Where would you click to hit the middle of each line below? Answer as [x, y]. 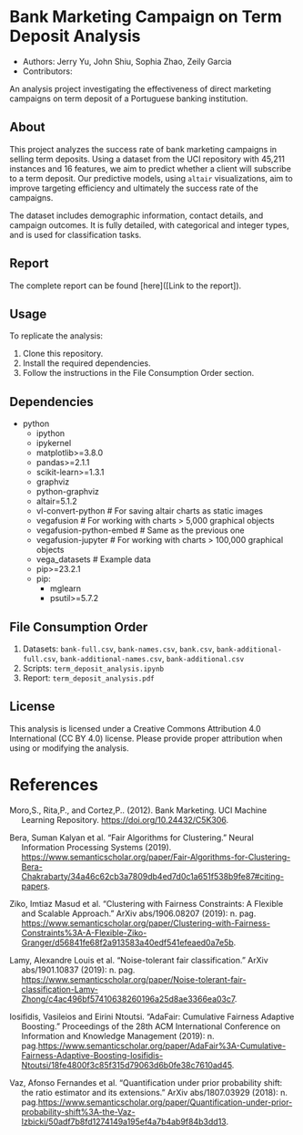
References [54, 785]
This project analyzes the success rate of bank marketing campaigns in [143, 149]
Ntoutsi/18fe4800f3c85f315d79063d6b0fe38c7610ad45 [126, 1065]
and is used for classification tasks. [76, 234]
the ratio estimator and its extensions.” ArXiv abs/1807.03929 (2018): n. [155, 1092]
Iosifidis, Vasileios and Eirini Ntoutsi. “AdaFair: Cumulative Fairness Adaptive [152, 1016]
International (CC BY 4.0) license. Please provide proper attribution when [146, 738]
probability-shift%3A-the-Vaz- [79, 1111]
